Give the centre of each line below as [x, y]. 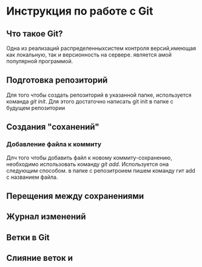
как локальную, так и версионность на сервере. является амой [89, 55]
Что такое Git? [35, 34]
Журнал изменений [46, 217]
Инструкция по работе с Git [80, 11]
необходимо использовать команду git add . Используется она [88, 164]
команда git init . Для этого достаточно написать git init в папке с [90, 101]
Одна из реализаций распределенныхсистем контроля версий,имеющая [101, 48]
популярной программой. [40, 61]
